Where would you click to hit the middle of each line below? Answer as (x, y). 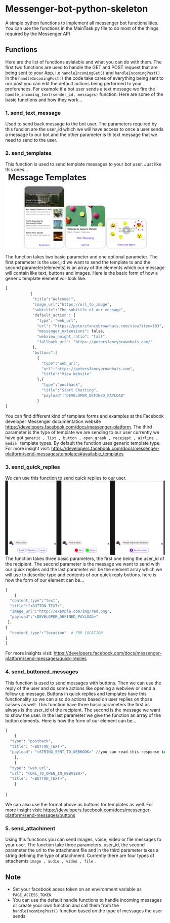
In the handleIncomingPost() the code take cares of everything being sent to (84, 78)
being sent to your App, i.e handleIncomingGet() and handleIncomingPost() (83, 73)
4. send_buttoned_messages (42, 672)
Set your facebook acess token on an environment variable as (77, 889)
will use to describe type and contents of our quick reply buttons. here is (81, 575)
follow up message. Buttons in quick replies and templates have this (76, 694)
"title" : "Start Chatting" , (70, 390)
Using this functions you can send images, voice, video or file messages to (83, 839)
